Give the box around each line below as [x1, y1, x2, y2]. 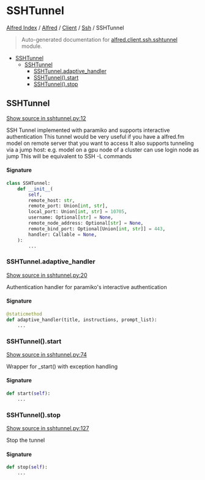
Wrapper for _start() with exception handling [6, 363, 118, 370]
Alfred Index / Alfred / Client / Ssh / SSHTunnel [6, 24, 124, 31]
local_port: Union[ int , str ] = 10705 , [28, 209, 127, 215]
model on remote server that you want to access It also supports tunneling [6, 139, 194, 147]
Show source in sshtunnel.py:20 [6, 271, 88, 279]
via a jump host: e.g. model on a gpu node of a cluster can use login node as [6, 145, 199, 153]
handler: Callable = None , [28, 231, 97, 238]
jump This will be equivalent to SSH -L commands [6, 152, 132, 160]
